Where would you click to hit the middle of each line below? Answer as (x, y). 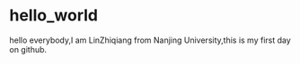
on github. (28, 49)
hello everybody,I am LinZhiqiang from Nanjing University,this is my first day (150, 40)
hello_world (54, 16)
